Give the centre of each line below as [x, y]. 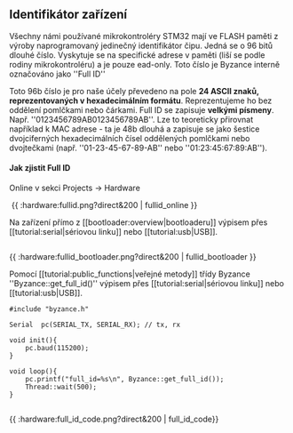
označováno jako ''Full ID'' [57, 74]
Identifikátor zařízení [68, 15]
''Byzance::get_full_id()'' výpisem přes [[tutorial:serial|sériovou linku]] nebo [146, 284]
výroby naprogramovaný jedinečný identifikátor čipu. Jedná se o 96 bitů [141, 45]
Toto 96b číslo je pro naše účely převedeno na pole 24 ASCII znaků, [134, 91]
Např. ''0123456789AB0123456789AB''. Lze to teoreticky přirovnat [131, 119]
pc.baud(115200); [57, 349]
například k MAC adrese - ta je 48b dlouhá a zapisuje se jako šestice [135, 129]
